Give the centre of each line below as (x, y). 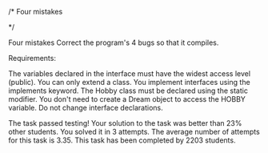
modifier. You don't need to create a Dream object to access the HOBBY (127, 99)
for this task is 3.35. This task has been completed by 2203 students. (122, 140)
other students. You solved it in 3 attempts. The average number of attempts (134, 132)
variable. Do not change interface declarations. (86, 108)
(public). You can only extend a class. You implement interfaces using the (129, 82)
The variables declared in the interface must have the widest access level (129, 74)
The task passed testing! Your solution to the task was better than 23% (125, 123)
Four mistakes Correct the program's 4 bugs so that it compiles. (114, 42)
